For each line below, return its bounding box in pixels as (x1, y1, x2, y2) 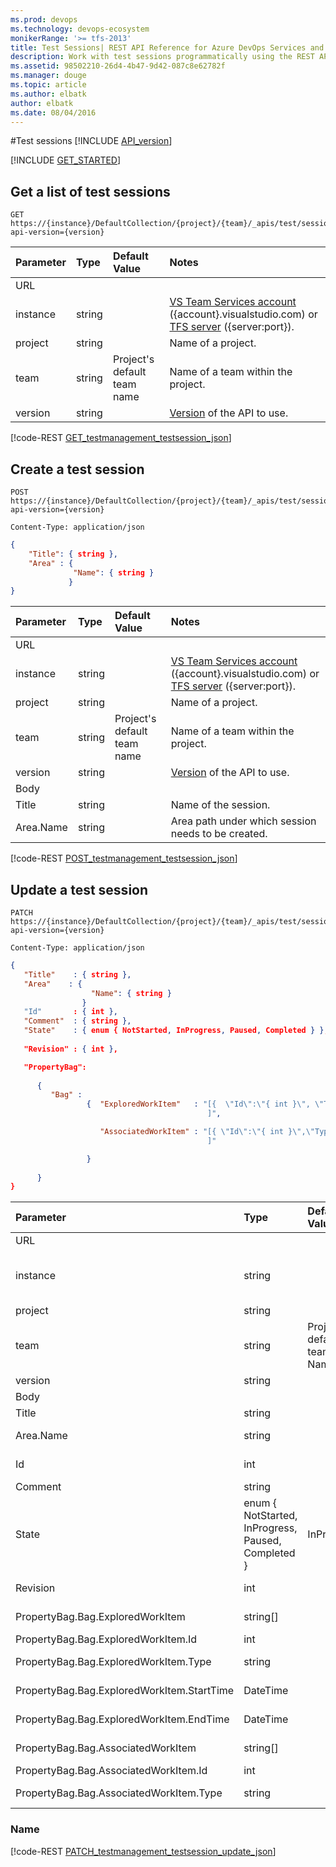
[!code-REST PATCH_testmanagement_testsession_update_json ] (10, 1845, 277, 1857)
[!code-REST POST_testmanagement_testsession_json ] (10, 852, 238, 865)
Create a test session (10, 461, 145, 478)
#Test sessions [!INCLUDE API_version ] (10, 135, 173, 147)
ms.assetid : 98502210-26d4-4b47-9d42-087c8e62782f (10, 61, 226, 71)
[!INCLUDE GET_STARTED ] (10, 154, 122, 166)
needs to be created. (170, 827, 268, 841)
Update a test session (10, 881, 149, 898)
